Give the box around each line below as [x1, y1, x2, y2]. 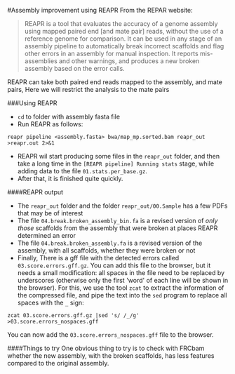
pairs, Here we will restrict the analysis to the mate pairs [7, 86, 170, 93]
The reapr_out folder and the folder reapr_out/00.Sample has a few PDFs [17, 201, 228, 210]
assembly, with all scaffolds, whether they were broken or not [17, 246, 196, 255]
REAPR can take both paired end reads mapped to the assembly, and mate [7, 78, 222, 86]
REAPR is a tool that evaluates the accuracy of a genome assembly [24, 20, 218, 27]
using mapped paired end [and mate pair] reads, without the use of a [24, 27, 224, 35]
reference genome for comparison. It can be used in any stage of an [24, 34, 222, 43]
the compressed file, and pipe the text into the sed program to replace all [17, 291, 227, 299]
